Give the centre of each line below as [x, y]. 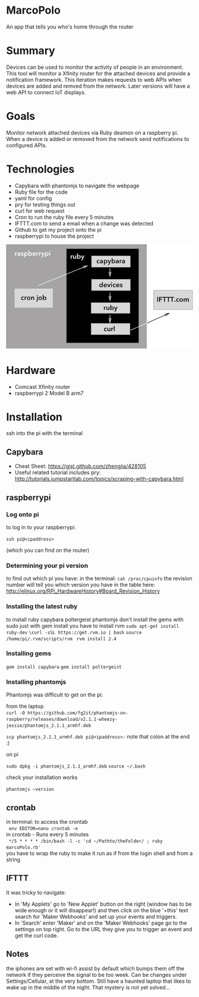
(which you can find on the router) [48, 550]
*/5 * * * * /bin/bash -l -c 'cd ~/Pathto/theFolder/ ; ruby [86, 841]
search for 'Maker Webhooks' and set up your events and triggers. [96, 916]
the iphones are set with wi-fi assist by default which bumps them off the [95, 968]
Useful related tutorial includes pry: [58, 472]
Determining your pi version [47, 565]
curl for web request [40, 210]
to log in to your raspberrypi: [41, 527]
